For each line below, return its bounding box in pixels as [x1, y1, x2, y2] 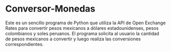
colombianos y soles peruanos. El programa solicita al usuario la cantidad [5, 30, 159, 36]
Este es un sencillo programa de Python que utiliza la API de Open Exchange [5, 20, 166, 26]
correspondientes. [5, 41, 44, 47]
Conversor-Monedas [5, 3, 96, 15]
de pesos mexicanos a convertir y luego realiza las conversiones [5, 36, 141, 42]
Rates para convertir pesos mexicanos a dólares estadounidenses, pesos [5, 25, 159, 31]
